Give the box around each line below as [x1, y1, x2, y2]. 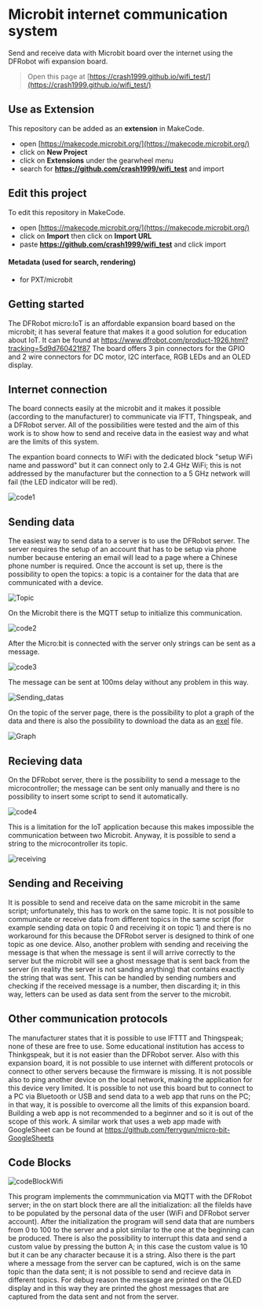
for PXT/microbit [19, 275, 73, 284]
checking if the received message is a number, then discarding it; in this [8, 981, 241, 990]
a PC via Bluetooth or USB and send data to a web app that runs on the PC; [8, 1091, 251, 1101]
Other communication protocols [8, 1012, 168, 1026]
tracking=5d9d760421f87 [8, 343, 91, 353]
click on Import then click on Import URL [19, 231, 152, 240]
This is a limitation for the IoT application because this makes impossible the [8, 822, 254, 832]
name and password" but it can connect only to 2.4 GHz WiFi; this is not [8, 461, 242, 470]
